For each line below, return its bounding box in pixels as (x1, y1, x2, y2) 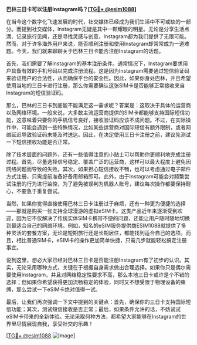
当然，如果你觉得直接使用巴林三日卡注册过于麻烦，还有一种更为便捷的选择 (6, 200, 186, 207)
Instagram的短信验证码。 (6, 89, 66, 96)
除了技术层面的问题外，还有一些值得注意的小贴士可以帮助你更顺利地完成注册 (6, 151, 191, 158)
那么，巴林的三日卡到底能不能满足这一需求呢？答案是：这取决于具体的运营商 (6, 102, 191, 109)
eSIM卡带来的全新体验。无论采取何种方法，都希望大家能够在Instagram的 (6, 313, 182, 320)
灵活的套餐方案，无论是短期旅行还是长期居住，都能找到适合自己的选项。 (11, 229, 186, 236)
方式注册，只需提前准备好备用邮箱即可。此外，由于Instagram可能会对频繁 (6, 173, 185, 180)
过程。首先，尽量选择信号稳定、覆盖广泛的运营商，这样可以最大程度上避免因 (6, 158, 191, 165)
